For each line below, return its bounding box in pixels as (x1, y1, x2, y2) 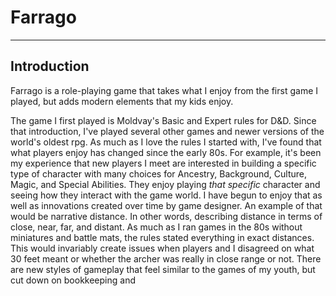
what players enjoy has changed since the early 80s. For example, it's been (10, 146, 322, 158)
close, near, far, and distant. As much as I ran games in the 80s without (10, 221, 303, 233)
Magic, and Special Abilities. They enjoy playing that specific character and (10, 178, 321, 190)
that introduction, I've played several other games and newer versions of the (10, 125, 325, 137)
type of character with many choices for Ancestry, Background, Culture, (10, 167, 308, 180)
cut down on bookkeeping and (10, 274, 136, 286)
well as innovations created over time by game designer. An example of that (10, 199, 323, 211)
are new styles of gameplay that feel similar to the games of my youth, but (10, 263, 316, 275)
